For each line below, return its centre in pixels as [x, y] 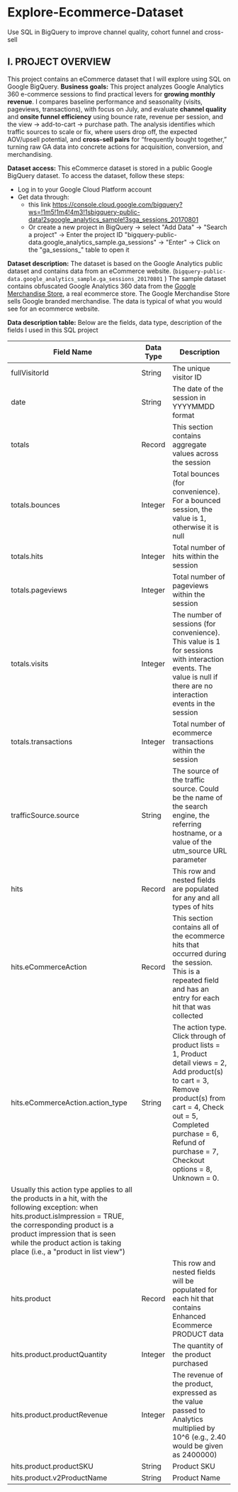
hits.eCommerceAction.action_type [69, 1103]
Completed [191, 1124]
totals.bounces [35, 504]
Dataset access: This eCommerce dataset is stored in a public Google [110, 168]
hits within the [196, 556]
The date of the [198, 389]
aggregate [189, 444]
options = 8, [192, 1169]
